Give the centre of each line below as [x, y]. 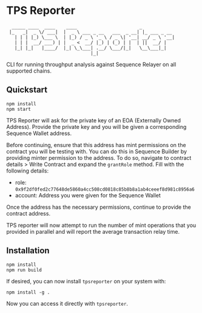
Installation [28, 251]
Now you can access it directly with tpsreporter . [67, 303]
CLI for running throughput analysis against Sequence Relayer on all [91, 64]
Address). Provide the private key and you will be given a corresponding [96, 127]
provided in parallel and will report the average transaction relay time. [93, 231]
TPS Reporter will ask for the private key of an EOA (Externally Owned [93, 120]
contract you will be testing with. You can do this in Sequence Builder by [96, 151]
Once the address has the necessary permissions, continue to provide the [99, 207]
